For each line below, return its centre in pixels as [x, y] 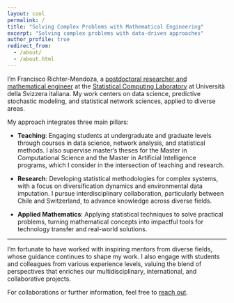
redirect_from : [29, 46]
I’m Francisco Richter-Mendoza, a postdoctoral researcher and [97, 79]
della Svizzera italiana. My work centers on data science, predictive [104, 93]
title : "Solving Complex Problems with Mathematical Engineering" [106, 26]
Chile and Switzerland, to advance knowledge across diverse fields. [115, 201]
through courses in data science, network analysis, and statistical [111, 143]
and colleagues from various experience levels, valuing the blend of [104, 264]
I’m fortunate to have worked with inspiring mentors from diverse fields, [110, 249]
